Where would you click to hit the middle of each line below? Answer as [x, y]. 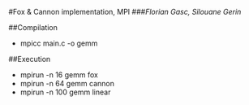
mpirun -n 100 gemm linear [65, 92]
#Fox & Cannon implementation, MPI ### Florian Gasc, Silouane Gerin [125, 12]
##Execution [30, 59]
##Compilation [33, 27]
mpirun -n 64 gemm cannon [67, 83]
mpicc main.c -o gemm [59, 43]
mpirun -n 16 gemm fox [59, 75]
